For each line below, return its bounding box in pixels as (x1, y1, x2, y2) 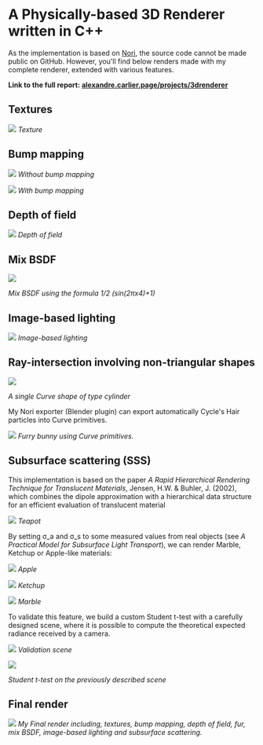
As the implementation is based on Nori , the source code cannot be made (8, 48, 247, 57)
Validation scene (17, 644, 72, 654)
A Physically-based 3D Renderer (8, 6, 225, 24)
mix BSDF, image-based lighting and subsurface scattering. (8, 728, 203, 737)
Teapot (17, 516, 42, 526)
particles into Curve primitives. (8, 415, 108, 424)
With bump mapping (17, 185, 84, 195)
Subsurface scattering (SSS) (8, 454, 152, 468)
